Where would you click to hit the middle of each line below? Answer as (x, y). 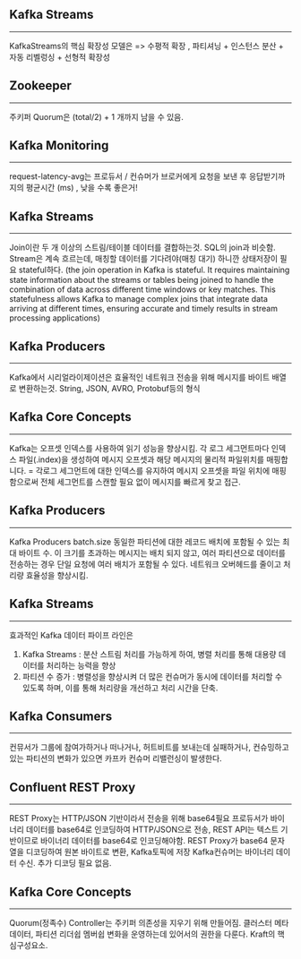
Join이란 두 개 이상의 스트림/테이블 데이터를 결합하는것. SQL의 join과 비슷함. (142, 248)
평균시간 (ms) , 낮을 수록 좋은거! (82, 188)
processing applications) (55, 318)
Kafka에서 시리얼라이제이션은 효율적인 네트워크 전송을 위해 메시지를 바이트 (140, 377)
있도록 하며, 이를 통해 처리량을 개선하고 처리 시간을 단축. (120, 688)
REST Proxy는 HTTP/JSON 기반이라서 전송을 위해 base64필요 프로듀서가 (139, 818)
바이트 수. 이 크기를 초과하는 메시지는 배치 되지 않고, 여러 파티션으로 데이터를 (152, 552)
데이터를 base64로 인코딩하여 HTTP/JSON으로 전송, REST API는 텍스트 (152, 830)
